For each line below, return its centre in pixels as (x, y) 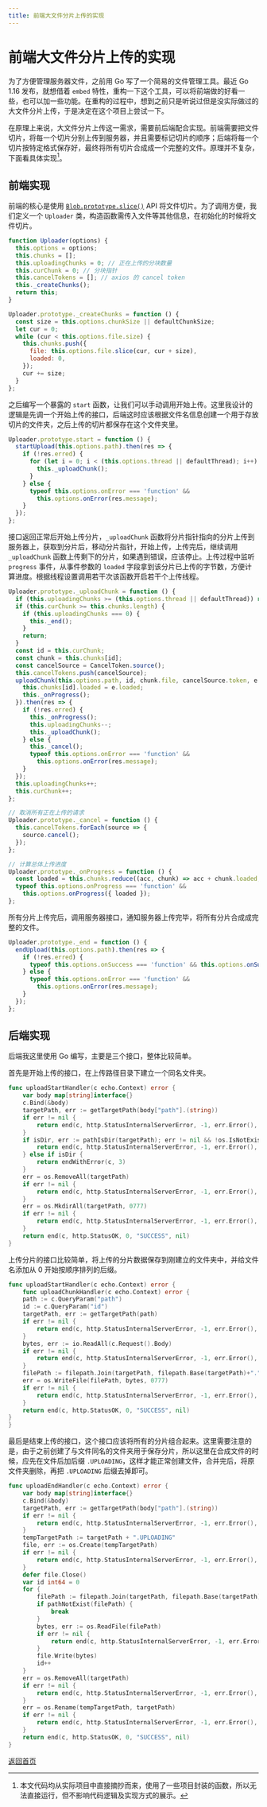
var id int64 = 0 (51, 1582)
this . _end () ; (51, 621)
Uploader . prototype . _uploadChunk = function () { (92, 592)
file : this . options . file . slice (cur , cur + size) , (113, 351)
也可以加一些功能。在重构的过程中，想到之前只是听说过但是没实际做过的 (140, 101)
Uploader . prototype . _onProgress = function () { (90, 871)
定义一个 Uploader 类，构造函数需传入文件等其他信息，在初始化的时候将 (132, 216)
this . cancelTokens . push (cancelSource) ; (81, 673)
